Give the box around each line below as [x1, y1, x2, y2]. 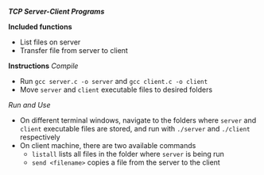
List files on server [19, 37, 81, 47]
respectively [19, 132, 61, 142]
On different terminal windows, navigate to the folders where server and [19, 116, 257, 125]
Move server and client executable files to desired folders [19, 85, 213, 94]
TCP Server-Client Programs [8, 7, 105, 16]
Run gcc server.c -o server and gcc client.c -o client [19, 77, 208, 86]
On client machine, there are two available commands [19, 141, 196, 150]
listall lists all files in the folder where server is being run [31, 150, 225, 158]
